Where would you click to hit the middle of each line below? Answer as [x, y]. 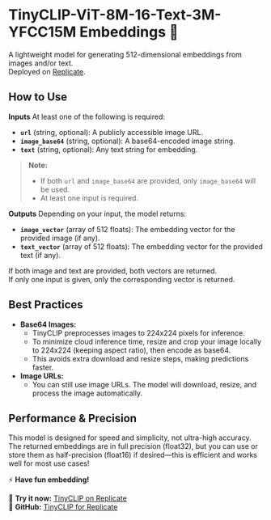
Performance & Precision [73, 418]
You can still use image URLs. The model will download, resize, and [144, 384]
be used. [55, 189]
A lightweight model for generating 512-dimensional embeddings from [125, 54]
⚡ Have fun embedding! [49, 480]
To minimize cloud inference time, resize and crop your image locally [146, 341]
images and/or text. [41, 63]
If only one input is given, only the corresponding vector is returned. [122, 279]
